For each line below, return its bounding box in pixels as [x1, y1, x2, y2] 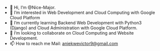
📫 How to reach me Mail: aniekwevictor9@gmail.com [9, 41, 118, 46]
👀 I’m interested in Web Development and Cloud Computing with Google [9, 10, 155, 15]
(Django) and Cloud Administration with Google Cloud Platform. [9, 25, 138, 31]
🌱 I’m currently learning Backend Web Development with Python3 [9, 20, 142, 25]
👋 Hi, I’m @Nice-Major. [9, 5, 56, 10]
